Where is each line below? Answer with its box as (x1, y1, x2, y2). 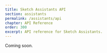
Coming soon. (5, 43, 33, 48)
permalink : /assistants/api (5, 16, 62, 21)
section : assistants (5, 12, 47, 16)
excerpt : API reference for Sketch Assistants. (5, 29, 103, 34)
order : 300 (5, 25, 27, 30)
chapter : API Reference (5, 20, 53, 26)
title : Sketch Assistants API (5, 7, 66, 12)
